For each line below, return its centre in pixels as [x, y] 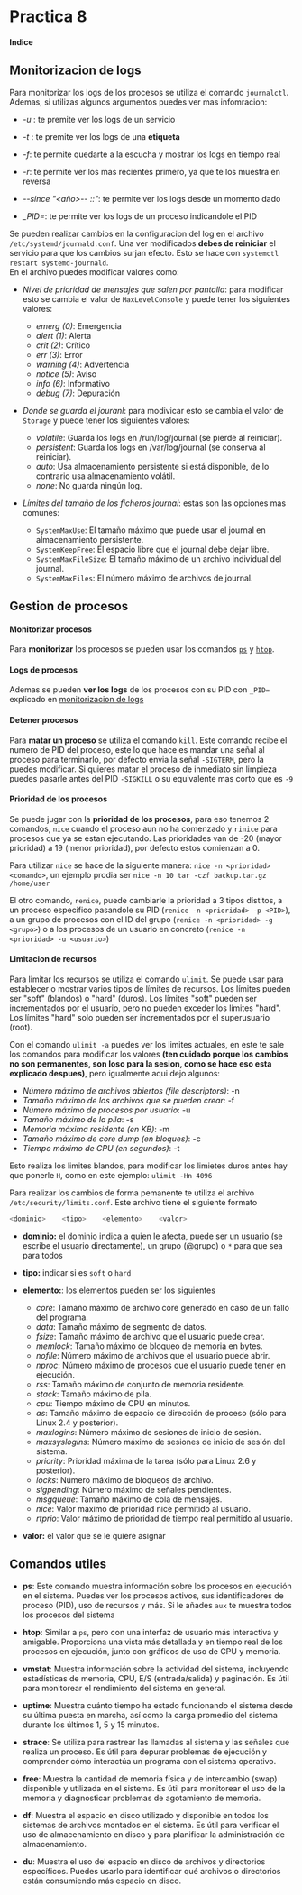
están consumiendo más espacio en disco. [102, 1881]
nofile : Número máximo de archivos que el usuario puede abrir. [153, 1355]
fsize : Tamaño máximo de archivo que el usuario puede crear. [151, 1336]
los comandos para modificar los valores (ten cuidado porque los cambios [149, 1054]
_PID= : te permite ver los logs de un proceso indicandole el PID [140, 216]
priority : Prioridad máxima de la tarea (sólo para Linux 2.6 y [146, 1460]
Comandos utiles [58, 1565]
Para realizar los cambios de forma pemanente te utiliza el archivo [132, 1193]
